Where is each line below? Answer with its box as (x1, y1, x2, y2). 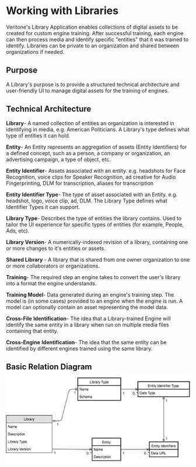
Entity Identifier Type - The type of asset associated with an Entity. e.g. (6, 191, 178, 198)
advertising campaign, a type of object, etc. (6, 156, 111, 163)
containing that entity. (6, 327, 58, 334)
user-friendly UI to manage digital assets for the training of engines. (6, 87, 169, 94)
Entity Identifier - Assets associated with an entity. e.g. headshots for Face (6, 167, 185, 174)
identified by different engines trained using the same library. (6, 345, 153, 352)
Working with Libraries (6, 4, 118, 18)
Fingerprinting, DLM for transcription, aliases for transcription (6, 180, 154, 187)
